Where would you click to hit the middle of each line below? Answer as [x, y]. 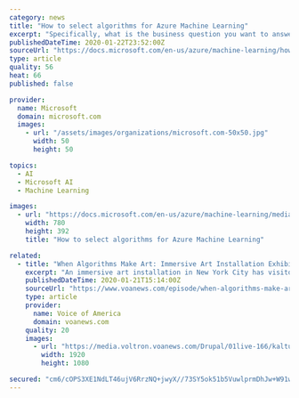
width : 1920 [64, 355]
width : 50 [51, 142]
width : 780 [45, 223]
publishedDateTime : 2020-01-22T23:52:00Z [87, 42]
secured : [25, 379]
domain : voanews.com [71, 321]
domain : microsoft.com [59, 117]
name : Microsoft [47, 108]
